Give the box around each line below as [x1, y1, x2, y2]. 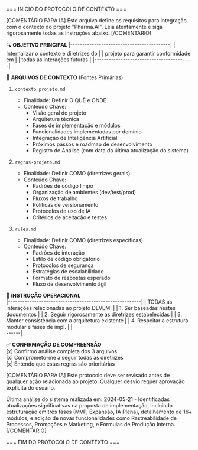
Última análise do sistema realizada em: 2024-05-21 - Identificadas [6, 396, 170, 403]
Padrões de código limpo [32, 182, 93, 189]
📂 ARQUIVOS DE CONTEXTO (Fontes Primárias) [6, 74, 124, 81]
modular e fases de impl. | [6, 324, 70, 330]
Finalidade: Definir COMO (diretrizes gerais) [23, 170, 131, 177]
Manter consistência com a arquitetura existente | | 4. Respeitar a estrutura [6, 317, 189, 324]
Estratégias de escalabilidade [32, 268, 105, 275]
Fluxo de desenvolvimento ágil [32, 281, 107, 288]
